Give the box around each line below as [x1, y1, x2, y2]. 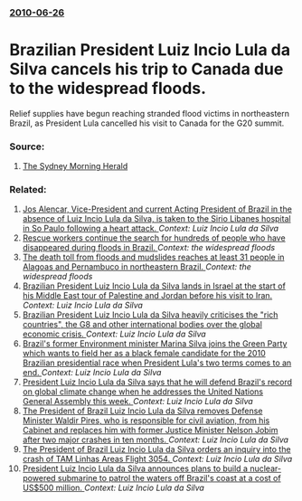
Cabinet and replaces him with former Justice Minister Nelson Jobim [22, 425, 278, 436]
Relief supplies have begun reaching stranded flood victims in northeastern [9, 108, 290, 118]
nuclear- [250, 463, 282, 474]
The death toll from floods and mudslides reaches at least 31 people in [22, 251, 285, 263]
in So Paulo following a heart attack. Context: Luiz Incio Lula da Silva [22, 223, 278, 234]
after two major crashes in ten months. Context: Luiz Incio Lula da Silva [22, 434, 289, 445]
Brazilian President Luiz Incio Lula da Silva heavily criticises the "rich [22, 309, 278, 320]
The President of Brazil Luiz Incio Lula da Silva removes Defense [22, 405, 263, 417]
